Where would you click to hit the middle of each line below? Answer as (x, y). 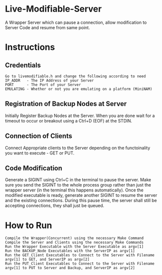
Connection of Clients (39, 136)
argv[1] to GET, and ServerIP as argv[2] (47, 259)
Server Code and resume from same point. (48, 27)
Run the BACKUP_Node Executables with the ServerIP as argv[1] (70, 251)
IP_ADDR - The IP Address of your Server (50, 80)
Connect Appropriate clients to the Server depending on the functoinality (78, 148)
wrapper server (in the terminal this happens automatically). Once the (74, 190)
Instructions (30, 47)
